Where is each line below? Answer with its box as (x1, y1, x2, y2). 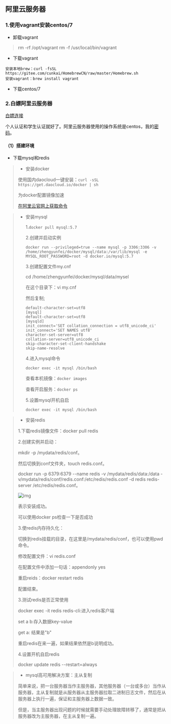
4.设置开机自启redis (17, 651, 60, 657)
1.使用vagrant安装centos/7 (5, 22, 73, 29)
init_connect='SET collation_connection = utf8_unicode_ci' (25, 324, 157, 329)
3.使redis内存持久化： (17, 525, 64, 531)
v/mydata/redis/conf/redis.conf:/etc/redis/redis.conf (17, 476, 128, 482)
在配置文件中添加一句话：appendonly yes (17, 564, 106, 570)
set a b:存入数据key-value (17, 618, 73, 625)
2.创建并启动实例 (25, 235, 61, 241)
